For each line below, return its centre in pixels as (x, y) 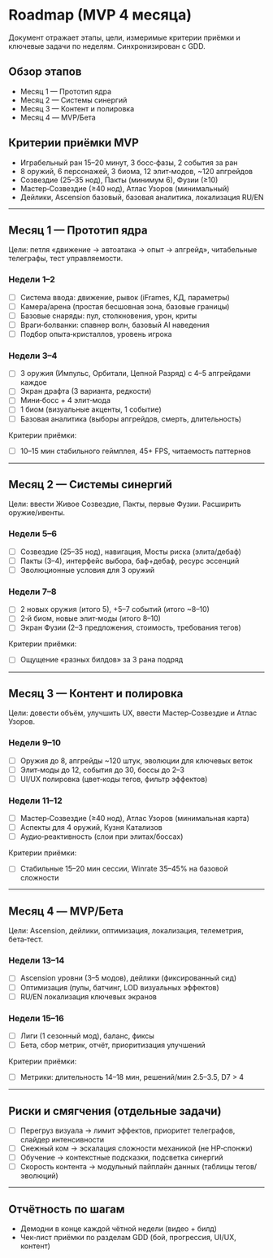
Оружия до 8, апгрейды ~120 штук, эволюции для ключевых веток (136, 760)
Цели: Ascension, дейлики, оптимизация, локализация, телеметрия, (126, 931)
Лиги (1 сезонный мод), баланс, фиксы (87, 1036)
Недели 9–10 (35, 743)
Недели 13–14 (37, 960)
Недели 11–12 (35, 801)
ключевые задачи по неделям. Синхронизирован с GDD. (107, 46)
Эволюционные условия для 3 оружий (87, 570)
